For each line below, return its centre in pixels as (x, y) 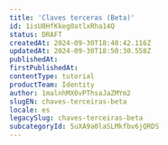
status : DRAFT (36, 34)
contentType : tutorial (52, 77)
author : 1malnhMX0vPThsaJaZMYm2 (70, 93)
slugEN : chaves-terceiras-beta (68, 101)
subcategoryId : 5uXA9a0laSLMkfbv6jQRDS (84, 127)
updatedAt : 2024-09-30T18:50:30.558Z (80, 51)
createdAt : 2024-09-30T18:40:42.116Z (80, 43)
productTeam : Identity (52, 85)
